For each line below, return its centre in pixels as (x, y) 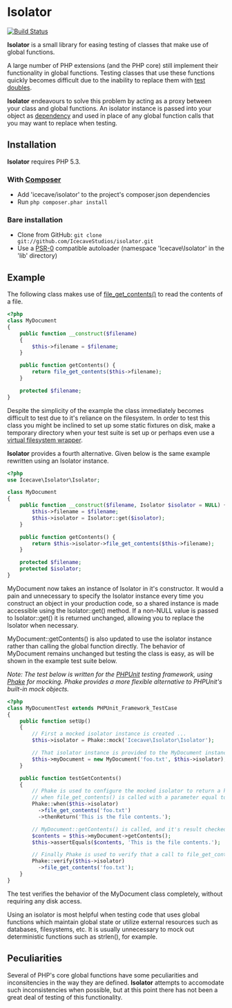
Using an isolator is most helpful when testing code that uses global (104, 914)
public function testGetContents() (71, 778)
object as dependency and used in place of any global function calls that (110, 116)
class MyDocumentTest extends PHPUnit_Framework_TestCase (92, 708)
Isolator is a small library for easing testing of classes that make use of (108, 44)
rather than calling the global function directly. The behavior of (96, 646)
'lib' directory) (37, 256)
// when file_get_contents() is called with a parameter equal (125, 797)
